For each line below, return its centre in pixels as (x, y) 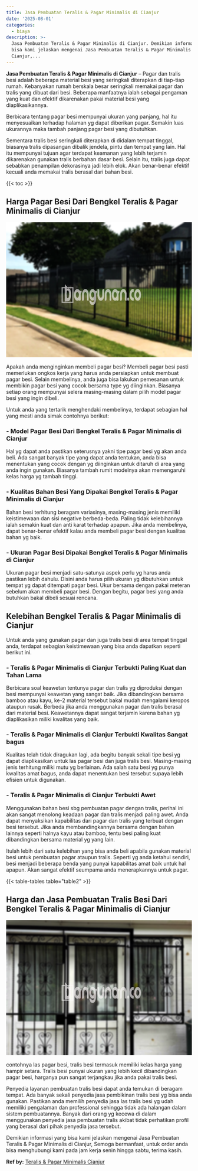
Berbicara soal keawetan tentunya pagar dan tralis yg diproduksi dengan (94, 688)
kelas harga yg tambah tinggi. (42, 477)
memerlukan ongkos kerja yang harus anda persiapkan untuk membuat (93, 373)
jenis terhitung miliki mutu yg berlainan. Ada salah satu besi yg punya (90, 767)
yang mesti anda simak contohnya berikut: (57, 416)
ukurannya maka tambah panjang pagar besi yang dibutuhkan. (82, 129)
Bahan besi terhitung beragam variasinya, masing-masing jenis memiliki (93, 512)
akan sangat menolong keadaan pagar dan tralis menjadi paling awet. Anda (97, 814)
